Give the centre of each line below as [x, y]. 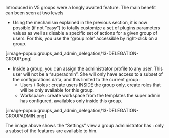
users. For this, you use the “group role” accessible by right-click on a [85, 38]
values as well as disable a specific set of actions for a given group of [85, 33]
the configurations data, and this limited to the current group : [76, 79]
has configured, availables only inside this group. [71, 101]
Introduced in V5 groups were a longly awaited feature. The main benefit [81, 7]
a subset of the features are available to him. [51, 131]
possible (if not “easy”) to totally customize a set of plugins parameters [86, 28]
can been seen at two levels [34, 13]
